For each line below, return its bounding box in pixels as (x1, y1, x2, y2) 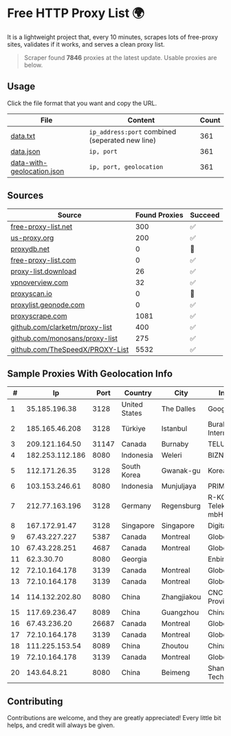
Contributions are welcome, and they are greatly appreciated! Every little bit (7, 714, 221, 722)
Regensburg (161, 501, 201, 511)
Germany (121, 501, 151, 511)
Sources (7, 190, 44, 201)
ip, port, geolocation (89, 163, 164, 170)
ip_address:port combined (89, 126, 177, 136)
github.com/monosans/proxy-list (10, 333, 118, 343)
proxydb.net (10, 244, 50, 254)
